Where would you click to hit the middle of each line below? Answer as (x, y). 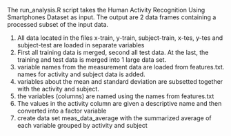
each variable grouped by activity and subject (82, 125)
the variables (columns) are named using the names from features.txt (115, 96)
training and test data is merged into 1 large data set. (92, 60)
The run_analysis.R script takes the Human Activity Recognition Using (106, 10)
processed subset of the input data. (58, 24)
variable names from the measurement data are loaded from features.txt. (121, 67)
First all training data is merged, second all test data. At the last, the (113, 52)
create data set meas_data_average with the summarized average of (114, 118)
